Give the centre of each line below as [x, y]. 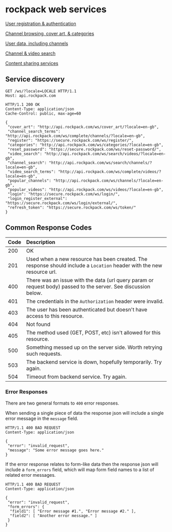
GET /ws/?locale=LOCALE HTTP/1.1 [41, 91]
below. [34, 293]
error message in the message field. [42, 418]
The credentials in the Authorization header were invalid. [95, 301]
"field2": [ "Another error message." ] [53, 516]
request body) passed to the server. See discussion [88, 286]
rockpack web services [56, 9]
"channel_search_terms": [34, 131]
